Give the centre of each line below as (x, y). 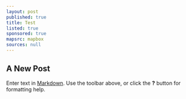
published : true (26, 17)
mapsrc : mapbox (25, 39)
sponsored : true (26, 34)
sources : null (24, 45)
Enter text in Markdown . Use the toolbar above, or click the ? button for (93, 83)
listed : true (22, 28)
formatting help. (26, 89)
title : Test (21, 23)
